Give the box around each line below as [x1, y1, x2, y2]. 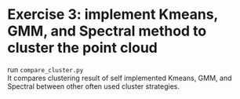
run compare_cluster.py [7, 64, 84, 74]
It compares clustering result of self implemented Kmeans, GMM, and [7, 73, 232, 82]
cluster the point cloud [7, 39, 158, 57]
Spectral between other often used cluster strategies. [7, 81, 180, 91]
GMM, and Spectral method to [7, 22, 207, 40]
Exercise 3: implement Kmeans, [7, 5, 219, 24]
